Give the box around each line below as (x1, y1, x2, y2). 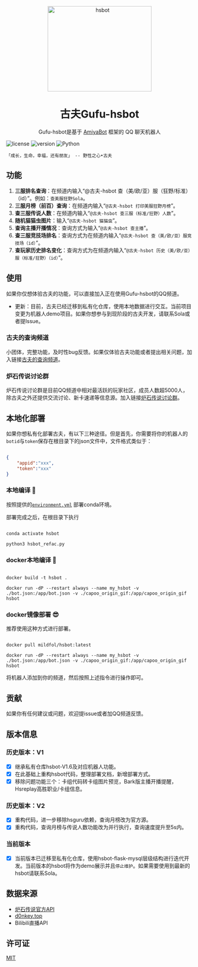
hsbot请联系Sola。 (14, 870, 60, 877)
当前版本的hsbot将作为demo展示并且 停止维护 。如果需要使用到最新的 (25, 862, 190, 869)
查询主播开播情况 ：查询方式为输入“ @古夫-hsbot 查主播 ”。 (14, 224, 151, 231)
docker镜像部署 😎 (6, 610, 59, 618)
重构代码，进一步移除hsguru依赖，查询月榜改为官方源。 (14, 816, 152, 823)
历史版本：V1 (6, 748, 44, 757)
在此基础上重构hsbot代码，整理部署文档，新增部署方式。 (14, 770, 154, 778)
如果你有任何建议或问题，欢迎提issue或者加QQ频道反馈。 (6, 710, 147, 718)
